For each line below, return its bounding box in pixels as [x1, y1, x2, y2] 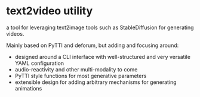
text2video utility [6, 4, 93, 18]
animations [14, 85, 42, 92]
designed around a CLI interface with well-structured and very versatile [14, 53, 191, 60]
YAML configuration [14, 60, 64, 67]
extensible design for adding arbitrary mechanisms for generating [14, 79, 177, 86]
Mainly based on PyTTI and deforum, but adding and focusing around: [6, 42, 179, 49]
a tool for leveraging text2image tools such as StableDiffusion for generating [6, 24, 194, 31]
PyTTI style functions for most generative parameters [14, 72, 147, 79]
